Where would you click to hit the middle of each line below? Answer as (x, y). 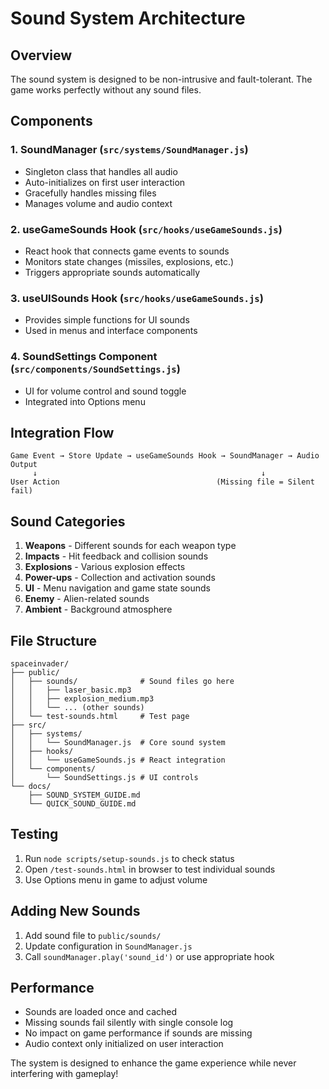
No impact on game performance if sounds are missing (138, 1033)
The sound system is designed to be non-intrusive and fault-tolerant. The (161, 79)
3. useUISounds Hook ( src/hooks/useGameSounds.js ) (137, 298)
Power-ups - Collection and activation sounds (120, 578)
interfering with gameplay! (64, 1074)
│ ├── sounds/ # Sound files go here (122, 682)
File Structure (53, 640)
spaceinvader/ (40, 664)
